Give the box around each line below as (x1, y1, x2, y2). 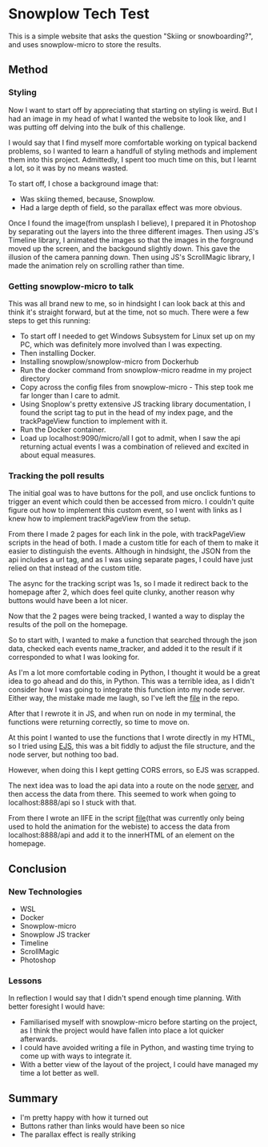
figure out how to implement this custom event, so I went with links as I (8, 506, 242, 515)
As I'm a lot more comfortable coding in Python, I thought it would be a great (8, 668, 261, 677)
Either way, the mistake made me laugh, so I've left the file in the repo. (8, 693, 240, 703)
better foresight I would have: (8, 1001, 106, 1012)
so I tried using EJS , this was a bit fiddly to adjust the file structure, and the (8, 741, 256, 751)
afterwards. (19, 1034, 58, 1044)
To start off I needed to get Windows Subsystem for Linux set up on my (19, 331, 256, 341)
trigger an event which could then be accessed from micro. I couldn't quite (8, 497, 254, 506)
